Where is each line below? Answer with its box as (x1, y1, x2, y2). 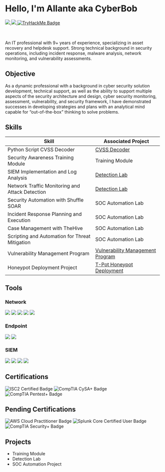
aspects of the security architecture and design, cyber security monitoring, (5, 93, 157, 99)
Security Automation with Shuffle (7, 196, 84, 203)
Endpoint (5, 323, 27, 329)
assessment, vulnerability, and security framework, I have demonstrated (5, 98, 151, 104)
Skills (5, 123, 22, 132)
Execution (7, 217, 31, 224)
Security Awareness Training (7, 154, 74, 161)
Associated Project (104, 138, 149, 145)
